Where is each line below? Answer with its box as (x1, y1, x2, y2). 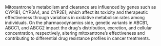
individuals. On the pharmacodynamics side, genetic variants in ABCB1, (5, 20, 149, 25)
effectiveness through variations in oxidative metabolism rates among (5, 15, 145, 20)
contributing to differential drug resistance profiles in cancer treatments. (5, 35, 150, 41)
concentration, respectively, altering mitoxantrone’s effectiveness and (5, 30, 145, 36)
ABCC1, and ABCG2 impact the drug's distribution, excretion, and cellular (5, 25, 152, 31)
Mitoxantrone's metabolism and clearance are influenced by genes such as (5, 4, 156, 10)
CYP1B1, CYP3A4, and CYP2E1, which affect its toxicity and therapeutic (5, 9, 148, 15)
